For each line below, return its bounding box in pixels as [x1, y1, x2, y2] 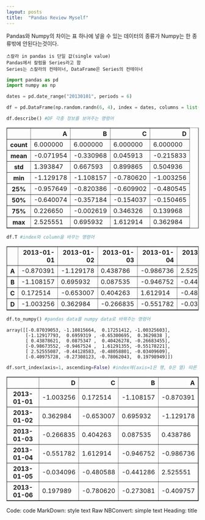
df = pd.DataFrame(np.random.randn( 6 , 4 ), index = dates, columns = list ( [6, 104, 201, 110]
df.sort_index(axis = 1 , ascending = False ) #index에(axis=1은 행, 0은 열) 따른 [6, 364, 197, 370]
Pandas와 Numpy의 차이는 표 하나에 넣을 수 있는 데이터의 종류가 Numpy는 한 [6, 32, 191, 40]
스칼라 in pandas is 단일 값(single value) [6, 53, 111, 59]
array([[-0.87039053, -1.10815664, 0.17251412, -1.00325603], [6, 327, 171, 333]
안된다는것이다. [22, 40, 59, 47]
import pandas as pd [6, 77, 59, 83]
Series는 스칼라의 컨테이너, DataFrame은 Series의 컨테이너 [6, 66, 143, 72]
